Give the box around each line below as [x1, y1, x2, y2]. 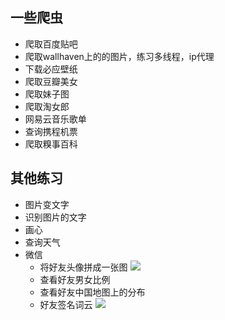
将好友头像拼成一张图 [39, 261, 128, 273]
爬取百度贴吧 [24, 38, 78, 50]
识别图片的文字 [24, 211, 87, 223]
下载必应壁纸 [24, 63, 78, 75]
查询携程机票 [24, 125, 78, 137]
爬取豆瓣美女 [24, 75, 78, 87]
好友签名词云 [39, 298, 93, 310]
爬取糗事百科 [24, 138, 78, 150]
